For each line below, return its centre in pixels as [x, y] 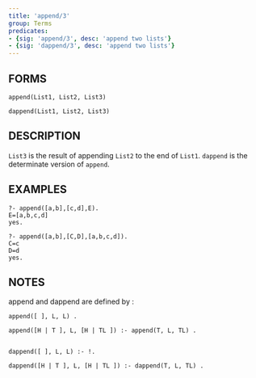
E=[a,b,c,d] [28, 215]
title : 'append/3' [39, 16]
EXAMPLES [38, 189]
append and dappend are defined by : [71, 302]
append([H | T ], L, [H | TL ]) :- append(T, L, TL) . [103, 331]
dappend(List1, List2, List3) [59, 111]
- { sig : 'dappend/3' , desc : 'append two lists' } [92, 46]
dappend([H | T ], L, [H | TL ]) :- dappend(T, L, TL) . [106, 366]
